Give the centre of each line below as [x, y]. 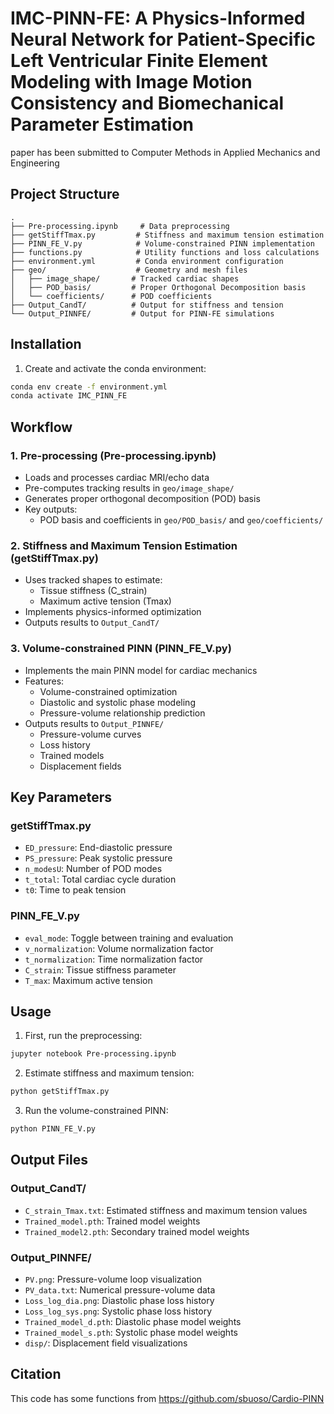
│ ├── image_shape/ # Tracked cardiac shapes [125, 278]
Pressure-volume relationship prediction [122, 713]
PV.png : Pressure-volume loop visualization [113, 1279]
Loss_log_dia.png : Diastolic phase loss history [119, 1300]
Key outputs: [51, 509]
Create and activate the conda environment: [115, 368]
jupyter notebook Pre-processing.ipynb [93, 1054]
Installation [46, 344]
